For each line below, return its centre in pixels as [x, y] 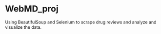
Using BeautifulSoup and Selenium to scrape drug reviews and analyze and [81, 22]
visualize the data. [23, 27]
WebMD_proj [32, 9]
